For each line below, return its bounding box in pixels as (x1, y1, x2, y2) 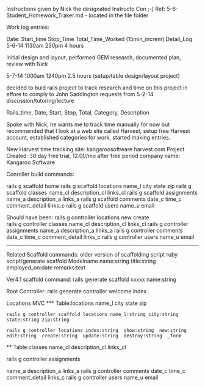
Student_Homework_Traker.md (6, 12, 84, 19)
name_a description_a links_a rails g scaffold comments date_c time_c (6, 195, 182, 203)
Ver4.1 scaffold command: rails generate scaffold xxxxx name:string (6, 276, 177, 283)
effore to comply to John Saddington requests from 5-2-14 (6, 91, 154, 97)
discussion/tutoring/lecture (6, 97, 74, 104)
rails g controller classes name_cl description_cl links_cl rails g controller (6, 220, 189, 227)
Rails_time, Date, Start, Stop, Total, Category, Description (6, 109, 149, 116)
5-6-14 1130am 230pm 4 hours (6, 42, 84, 49)
